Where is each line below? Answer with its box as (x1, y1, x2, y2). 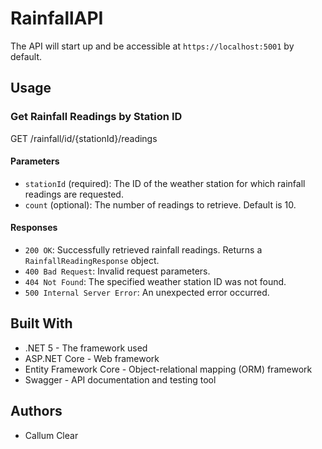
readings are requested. (24, 188, 124, 200)
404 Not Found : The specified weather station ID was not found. (24, 276, 287, 288)
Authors (10, 403, 63, 420)
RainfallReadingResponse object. (24, 255, 160, 267)
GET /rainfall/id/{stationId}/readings (10, 132, 158, 144)
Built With (10, 315, 73, 332)
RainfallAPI (10, 7, 104, 30)
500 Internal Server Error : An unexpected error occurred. (24, 287, 270, 299)
